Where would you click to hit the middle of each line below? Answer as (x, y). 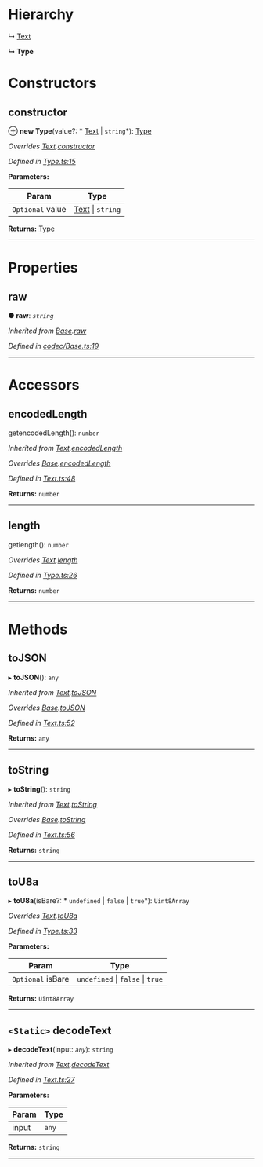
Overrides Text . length (43, 560)
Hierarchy (41, 15)
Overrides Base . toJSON (47, 708)
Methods (38, 629)
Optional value (39, 209)
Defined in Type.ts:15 (42, 161)
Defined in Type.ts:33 (43, 931)
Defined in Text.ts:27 (41, 1080)
